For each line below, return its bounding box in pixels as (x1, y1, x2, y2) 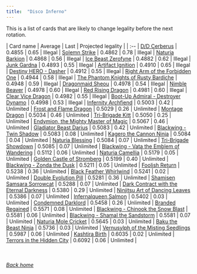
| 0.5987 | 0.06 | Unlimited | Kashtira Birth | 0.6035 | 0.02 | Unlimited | (6, 230, 175, 237)
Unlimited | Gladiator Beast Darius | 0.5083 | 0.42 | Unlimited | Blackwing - (6, 124, 186, 131)
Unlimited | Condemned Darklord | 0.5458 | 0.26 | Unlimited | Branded (6, 199, 176, 206)
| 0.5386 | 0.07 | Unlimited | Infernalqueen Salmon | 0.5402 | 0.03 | (6, 193, 168, 200)
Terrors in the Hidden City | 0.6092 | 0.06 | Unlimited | (6, 236, 137, 243)
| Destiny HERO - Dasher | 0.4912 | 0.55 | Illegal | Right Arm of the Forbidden (6, 67, 191, 74)
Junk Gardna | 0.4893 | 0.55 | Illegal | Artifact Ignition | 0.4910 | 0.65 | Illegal (6, 61, 191, 68)
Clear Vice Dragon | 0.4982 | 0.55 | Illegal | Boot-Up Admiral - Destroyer (6, 93, 181, 100)
